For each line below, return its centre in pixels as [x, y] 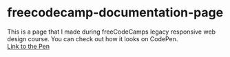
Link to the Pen [29, 46]
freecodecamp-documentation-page [115, 13]
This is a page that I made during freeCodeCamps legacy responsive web [111, 32]
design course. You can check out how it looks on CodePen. [93, 38]
